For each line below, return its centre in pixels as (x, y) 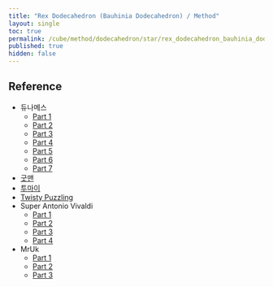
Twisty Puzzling (47, 197)
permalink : (27, 39)
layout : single (34, 24)
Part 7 (42, 168)
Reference (35, 87)
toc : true (25, 31)
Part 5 (42, 150)
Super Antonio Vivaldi (56, 206)
